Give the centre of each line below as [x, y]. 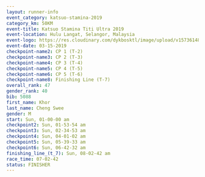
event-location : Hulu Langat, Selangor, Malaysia [71, 35]
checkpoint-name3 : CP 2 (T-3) [45, 57]
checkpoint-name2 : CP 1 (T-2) [45, 52]
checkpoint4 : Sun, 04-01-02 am [46, 137]
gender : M [19, 114]
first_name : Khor [28, 102]
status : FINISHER [28, 165]
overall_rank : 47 [28, 86]
